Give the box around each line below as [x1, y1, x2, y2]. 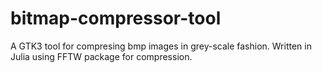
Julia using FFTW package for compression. [10, 50, 193, 62]
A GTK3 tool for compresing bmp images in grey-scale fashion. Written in [10, 40, 312, 52]
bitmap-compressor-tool [10, 7, 222, 30]
